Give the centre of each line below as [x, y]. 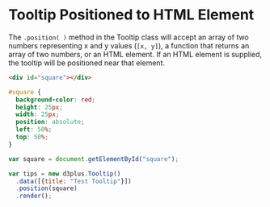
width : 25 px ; [38, 114]
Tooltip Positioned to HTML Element [131, 15]
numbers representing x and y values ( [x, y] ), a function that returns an [129, 45]
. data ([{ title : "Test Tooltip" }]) [74, 181]
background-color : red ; [55, 99]
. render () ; [34, 196]
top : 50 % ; [32, 137]
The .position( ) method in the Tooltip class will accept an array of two [129, 37]
